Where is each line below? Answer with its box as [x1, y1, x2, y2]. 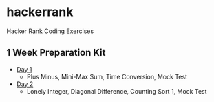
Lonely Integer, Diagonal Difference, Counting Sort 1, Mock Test [26, 87, 207, 95]
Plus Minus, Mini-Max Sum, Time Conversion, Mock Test [26, 72, 187, 81]
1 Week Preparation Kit [6, 47, 106, 59]
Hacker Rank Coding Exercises [6, 27, 94, 35]
